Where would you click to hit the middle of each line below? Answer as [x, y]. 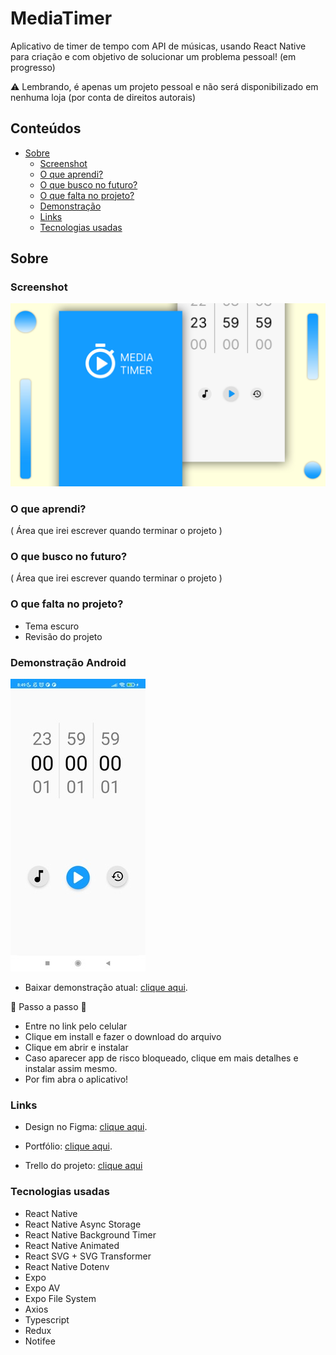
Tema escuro [52, 626]
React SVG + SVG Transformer [88, 1256]
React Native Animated [72, 1245]
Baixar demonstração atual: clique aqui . [106, 987]
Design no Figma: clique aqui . [86, 1127]
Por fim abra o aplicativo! [76, 1079]
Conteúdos [46, 128]
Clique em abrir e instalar [76, 1047]
